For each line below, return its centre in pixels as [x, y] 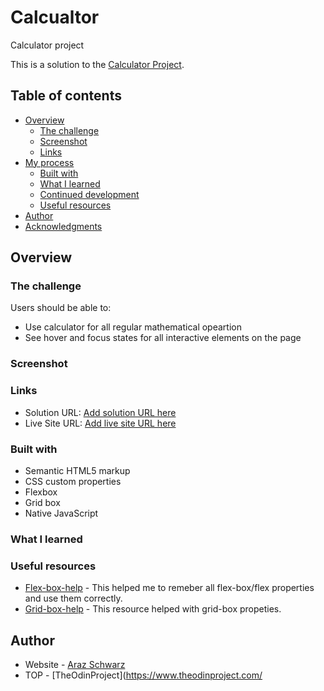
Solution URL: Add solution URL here [100, 412]
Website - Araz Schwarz [75, 664]
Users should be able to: [61, 308]
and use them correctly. [73, 598]
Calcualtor [55, 17]
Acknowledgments [63, 226]
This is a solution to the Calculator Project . [97, 64]
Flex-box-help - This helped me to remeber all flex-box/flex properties [169, 588]
